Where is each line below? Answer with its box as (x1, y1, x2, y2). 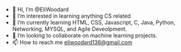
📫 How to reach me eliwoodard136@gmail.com (12, 39, 133, 46)
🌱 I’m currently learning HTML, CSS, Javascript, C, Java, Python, (12, 19, 175, 26)
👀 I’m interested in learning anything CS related (12, 12, 131, 20)
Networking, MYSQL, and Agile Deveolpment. (12, 25, 127, 32)
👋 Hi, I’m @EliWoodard (12, 6, 69, 13)
